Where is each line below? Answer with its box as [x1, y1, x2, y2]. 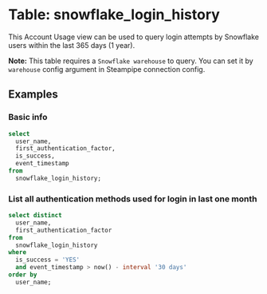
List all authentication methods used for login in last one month [8, 193, 257, 205]
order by [8, 271, 37, 279]
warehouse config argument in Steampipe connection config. [8, 64, 206, 73]
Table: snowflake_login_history [8, 6, 221, 24]
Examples [8, 88, 58, 101]
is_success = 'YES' [15, 256, 80, 264]
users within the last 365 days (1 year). [8, 40, 135, 50]
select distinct [8, 212, 62, 220]
